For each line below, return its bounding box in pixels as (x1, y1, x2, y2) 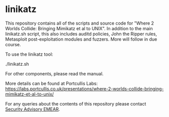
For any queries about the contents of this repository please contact (5, 100, 146, 106)
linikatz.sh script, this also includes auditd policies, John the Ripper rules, (5, 31, 157, 37)
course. (5, 41, 21, 47)
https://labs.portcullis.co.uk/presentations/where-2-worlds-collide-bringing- (5, 85, 164, 91)
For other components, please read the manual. (5, 70, 104, 76)
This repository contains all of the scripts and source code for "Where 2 (5, 20, 154, 26)
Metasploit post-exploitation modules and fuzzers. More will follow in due (5, 36, 157, 42)
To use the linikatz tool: (5, 51, 53, 57)
